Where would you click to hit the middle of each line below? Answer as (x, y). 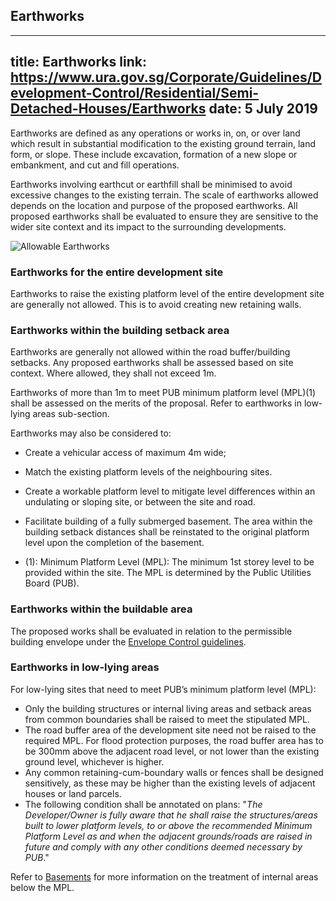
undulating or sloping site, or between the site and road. (140, 502)
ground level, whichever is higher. (94, 761)
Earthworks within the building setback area (120, 330)
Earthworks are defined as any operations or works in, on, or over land (155, 133)
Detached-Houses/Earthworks (108, 109)
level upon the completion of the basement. (114, 543)
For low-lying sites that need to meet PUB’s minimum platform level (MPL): (163, 689)
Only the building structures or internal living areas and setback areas (168, 708)
